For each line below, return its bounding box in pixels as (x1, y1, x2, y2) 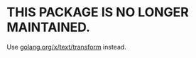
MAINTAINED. (6, 19, 90, 35)
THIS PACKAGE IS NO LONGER (6, 4, 189, 21)
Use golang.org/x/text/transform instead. (6, 42, 127, 51)
